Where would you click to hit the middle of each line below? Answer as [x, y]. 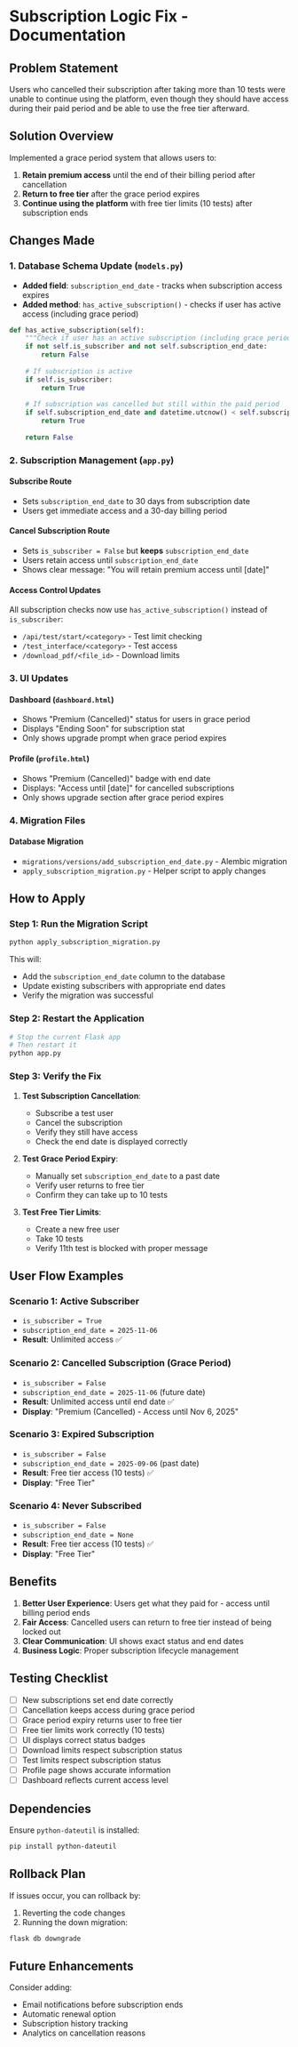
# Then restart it [43, 1045]
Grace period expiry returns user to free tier [102, 1720]
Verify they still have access [86, 1132]
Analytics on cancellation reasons [84, 2033]
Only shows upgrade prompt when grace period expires [124, 738]
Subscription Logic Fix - [99, 16]
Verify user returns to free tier [90, 1185]
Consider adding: [41, 1987]
